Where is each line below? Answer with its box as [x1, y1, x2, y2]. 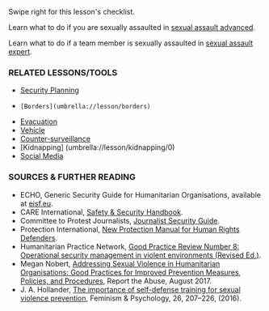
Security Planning [19, 85, 79, 96]
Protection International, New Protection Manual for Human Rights [19, 224, 240, 234]
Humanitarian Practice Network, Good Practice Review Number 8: [19, 241, 240, 251]
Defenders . [19, 232, 58, 242]
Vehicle [19, 126, 46, 135]
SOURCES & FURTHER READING [8, 172, 136, 183]
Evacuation [19, 117, 58, 126]
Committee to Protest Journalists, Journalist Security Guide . [19, 215, 221, 225]
